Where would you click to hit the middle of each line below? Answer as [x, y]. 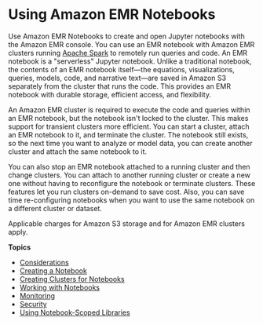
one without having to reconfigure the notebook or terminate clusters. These [132, 183]
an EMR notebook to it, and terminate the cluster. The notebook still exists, [128, 134]
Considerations [44, 262]
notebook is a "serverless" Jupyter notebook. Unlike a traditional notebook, [130, 61]
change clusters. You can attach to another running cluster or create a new [130, 175]
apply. [18, 232]
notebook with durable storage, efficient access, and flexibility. [110, 94]
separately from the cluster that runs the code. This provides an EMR [120, 86]
